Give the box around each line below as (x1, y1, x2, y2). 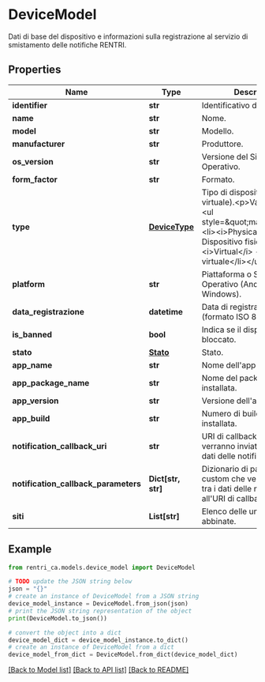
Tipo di (201, 187, 228, 198)
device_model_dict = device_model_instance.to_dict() (8, 636, 189, 644)
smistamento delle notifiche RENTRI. (8, 40, 127, 49)
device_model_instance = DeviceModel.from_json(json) (8, 600, 189, 608)
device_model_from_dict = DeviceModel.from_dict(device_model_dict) (8, 650, 238, 659)
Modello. (201, 125, 234, 136)
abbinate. (201, 515, 237, 526)
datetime (148, 306, 184, 317)
